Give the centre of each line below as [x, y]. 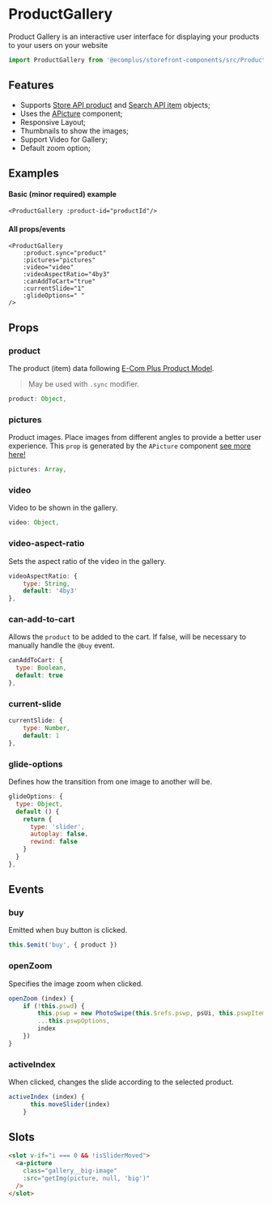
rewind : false [54, 842]
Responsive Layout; [53, 122]
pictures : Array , [38, 470]
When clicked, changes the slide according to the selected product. [121, 1082]
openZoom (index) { [41, 998]
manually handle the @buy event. [62, 646]
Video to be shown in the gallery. [63, 508]
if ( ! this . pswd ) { [54, 1006]
